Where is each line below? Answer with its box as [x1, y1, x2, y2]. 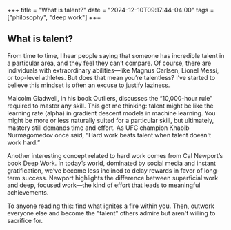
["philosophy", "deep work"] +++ [7, 13, 101, 21]
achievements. [7, 188, 49, 196]
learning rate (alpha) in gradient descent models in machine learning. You [7, 108, 216, 117]
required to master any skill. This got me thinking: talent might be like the [7, 102, 214, 110]
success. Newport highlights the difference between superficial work [21, 173, 219, 182]
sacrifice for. [7, 216, 43, 224]
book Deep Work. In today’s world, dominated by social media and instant [7, 159, 216, 167]
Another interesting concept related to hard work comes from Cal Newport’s [7, 151, 223, 160]
